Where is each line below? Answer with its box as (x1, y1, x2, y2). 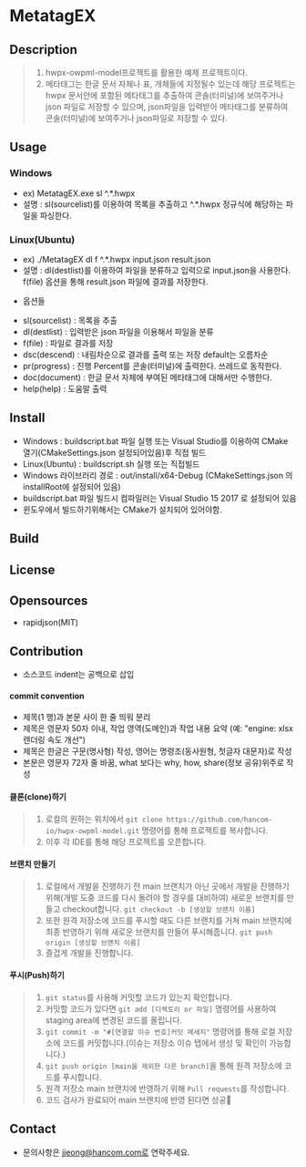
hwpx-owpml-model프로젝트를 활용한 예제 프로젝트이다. (45, 67, 249, 77)
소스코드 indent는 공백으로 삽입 (22, 669, 135, 680)
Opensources (9, 593, 88, 608)
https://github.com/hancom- (166, 815, 273, 824)
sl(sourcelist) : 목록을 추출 (22, 315, 118, 325)
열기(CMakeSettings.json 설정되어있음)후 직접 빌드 (22, 447, 207, 458)
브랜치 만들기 (9, 859, 56, 870)
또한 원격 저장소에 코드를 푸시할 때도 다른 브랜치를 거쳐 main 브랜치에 (45, 914, 292, 925)
